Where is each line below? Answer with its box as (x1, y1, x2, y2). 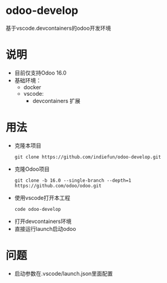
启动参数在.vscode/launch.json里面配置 (14, 270, 113, 277)
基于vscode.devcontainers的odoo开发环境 (5, 24, 111, 32)
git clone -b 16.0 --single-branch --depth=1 (14, 177, 131, 184)
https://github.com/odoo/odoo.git (14, 182, 102, 188)
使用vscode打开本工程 (14, 194, 71, 201)
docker (23, 83, 42, 91)
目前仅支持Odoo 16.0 (14, 69, 67, 76)
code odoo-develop (14, 206, 61, 212)
